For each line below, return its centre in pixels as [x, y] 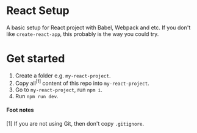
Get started [36, 59]
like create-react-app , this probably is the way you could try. [83, 34]
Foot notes [20, 110]
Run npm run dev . [37, 96]
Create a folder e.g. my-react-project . [63, 75]
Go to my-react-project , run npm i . [59, 90]
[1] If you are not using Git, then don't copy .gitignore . [75, 123]
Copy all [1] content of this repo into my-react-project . [82, 82]
